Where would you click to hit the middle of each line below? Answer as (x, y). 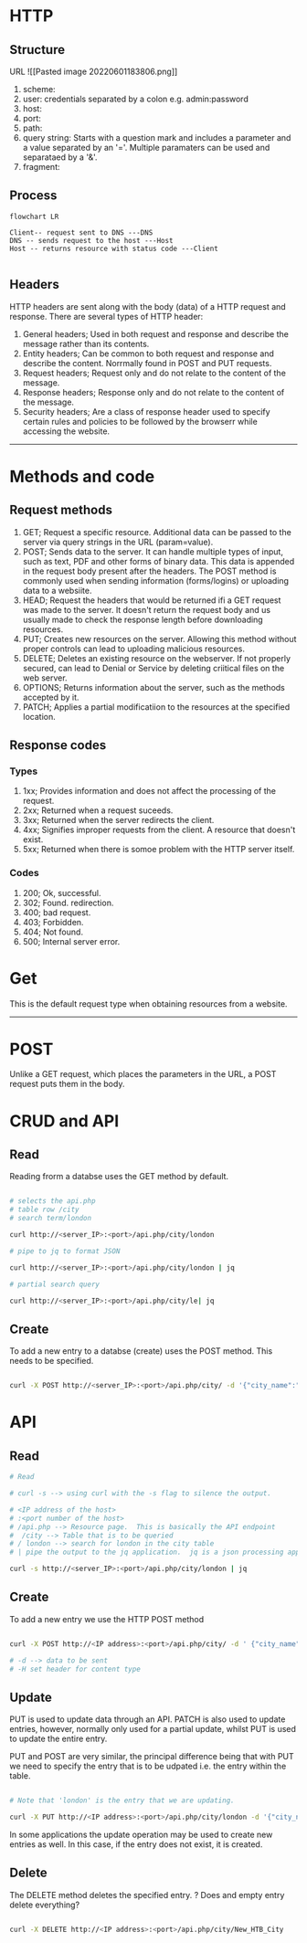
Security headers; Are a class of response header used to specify (147, 411)
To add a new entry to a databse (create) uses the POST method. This (141, 1351)
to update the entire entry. (58, 1739)
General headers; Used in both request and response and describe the (156, 333)
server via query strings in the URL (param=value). (118, 542)
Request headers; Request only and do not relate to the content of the (154, 373)
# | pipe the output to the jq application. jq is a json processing (147, 1552)
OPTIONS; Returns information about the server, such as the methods (153, 687)
